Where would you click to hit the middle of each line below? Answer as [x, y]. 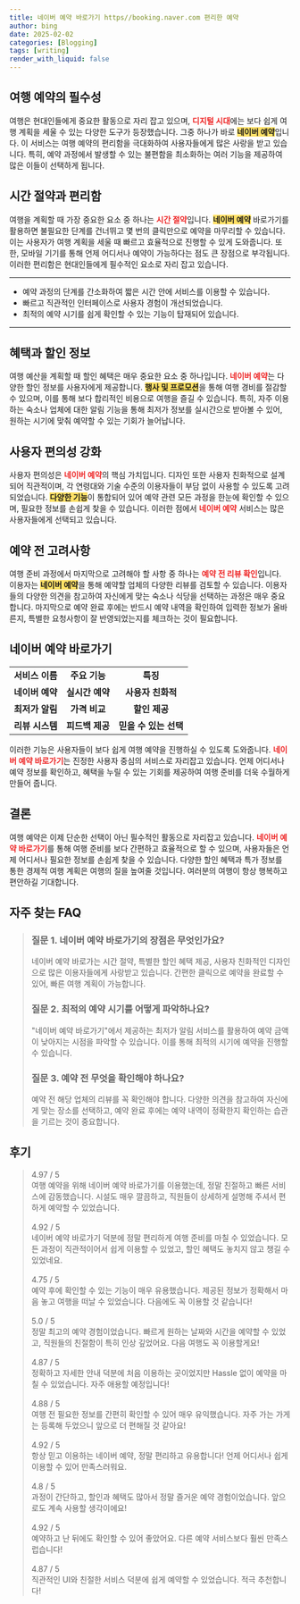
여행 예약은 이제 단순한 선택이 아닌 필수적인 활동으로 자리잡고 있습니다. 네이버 [144, 837]
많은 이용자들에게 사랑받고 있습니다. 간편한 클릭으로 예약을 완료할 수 [166, 973]
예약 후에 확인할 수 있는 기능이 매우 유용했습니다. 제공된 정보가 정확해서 [155, 1290]
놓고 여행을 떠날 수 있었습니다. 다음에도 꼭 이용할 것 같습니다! [146, 1301]
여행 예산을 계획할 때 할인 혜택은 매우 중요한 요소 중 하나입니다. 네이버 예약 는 [142, 376]
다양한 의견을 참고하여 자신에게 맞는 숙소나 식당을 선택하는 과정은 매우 [147, 596]
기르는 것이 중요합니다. [80, 1121]
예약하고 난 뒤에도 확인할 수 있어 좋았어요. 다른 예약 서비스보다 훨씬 [148, 1538]
